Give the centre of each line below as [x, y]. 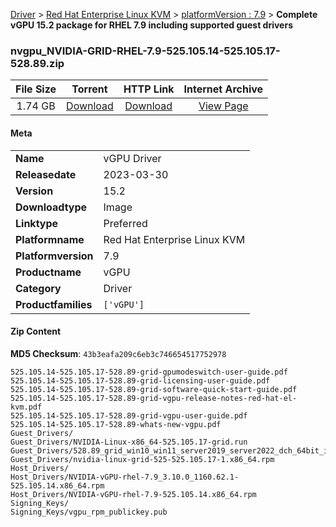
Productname [48, 272]
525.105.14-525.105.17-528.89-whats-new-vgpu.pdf [116, 424]
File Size [36, 89]
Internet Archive [223, 89]
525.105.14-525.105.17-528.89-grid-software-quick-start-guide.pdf [154, 389]
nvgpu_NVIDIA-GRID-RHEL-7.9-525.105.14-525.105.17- [145, 51]
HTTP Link [149, 89]
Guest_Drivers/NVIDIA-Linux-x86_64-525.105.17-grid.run [129, 442]
